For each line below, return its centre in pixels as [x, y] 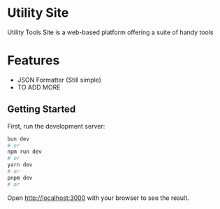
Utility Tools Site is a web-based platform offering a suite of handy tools [110, 32]
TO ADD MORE [39, 87]
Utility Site [38, 13]
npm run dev [24, 152]
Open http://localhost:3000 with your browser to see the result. [98, 198]
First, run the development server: [56, 126]
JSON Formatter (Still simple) [59, 80]
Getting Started [42, 109]
